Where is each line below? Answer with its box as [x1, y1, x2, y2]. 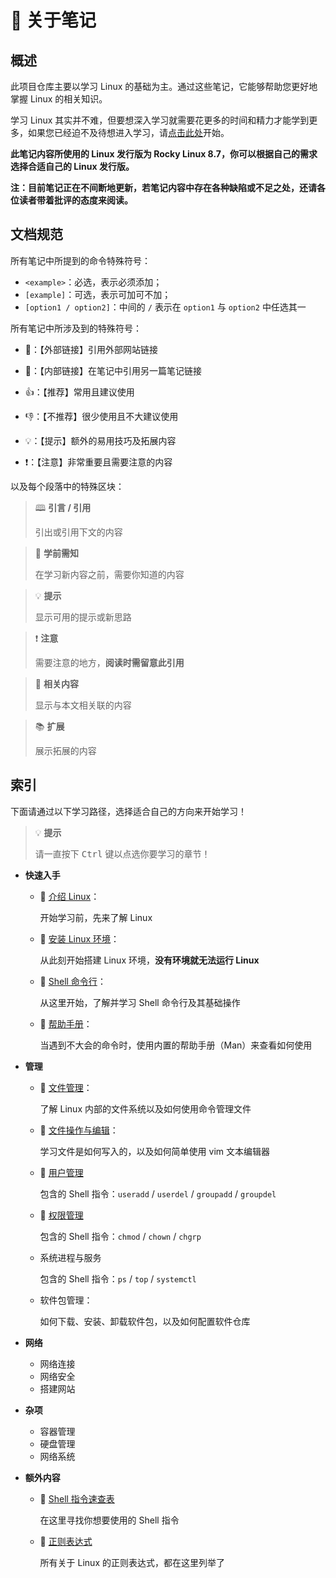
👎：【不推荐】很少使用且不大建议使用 [24, 410, 179, 422]
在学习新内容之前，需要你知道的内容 [34, 568, 185, 580]
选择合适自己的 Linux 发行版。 [10, 161, 135, 172]
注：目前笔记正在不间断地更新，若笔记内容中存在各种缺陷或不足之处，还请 [10, 182, 317, 193]
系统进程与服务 [39, 1251, 102, 1263]
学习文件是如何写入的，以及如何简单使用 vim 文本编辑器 [39, 1145, 270, 1157]
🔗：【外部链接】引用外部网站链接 [24, 343, 158, 355]
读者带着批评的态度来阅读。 [18, 194, 133, 206]
